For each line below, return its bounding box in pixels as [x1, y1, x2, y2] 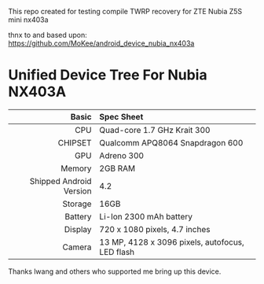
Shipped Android [29, 175, 92, 186]
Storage [62, 198, 92, 209]
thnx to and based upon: [8, 31, 88, 39]
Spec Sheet [99, 111, 144, 122]
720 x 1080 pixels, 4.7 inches [99, 223, 211, 234]
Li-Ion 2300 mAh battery [99, 211, 192, 222]
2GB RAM [99, 163, 136, 174]
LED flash [99, 246, 135, 257]
